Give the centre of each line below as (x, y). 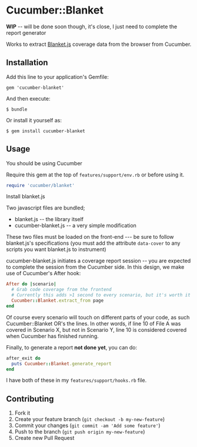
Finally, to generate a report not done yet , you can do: (72, 347)
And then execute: (28, 98)
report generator (26, 32)
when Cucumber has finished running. (52, 336)
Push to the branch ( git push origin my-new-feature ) (80, 432)
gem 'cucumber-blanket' (35, 88)
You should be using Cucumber (44, 163)
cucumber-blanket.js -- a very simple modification (76, 226)
